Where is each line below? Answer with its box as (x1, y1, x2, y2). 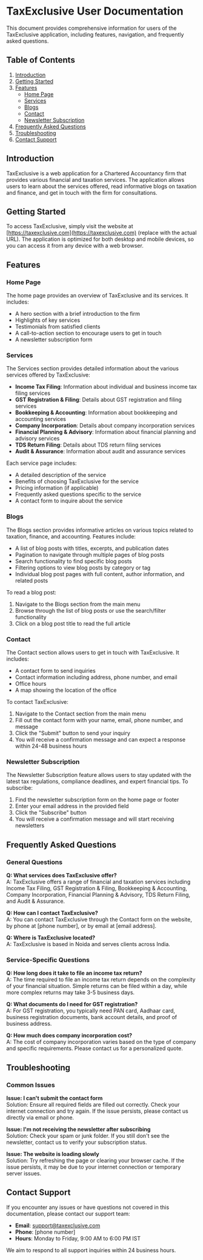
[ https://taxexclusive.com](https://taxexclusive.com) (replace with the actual (6, 229, 197, 237)
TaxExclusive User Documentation (6, 4, 184, 18)
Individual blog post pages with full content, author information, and (15, 570, 185, 577)
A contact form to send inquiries (15, 667, 96, 674)
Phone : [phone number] (15, 1228, 76, 1236)
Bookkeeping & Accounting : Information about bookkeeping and (15, 409, 178, 416)
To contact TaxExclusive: (6, 698, 68, 705)
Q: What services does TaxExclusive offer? (6, 871, 117, 879)
